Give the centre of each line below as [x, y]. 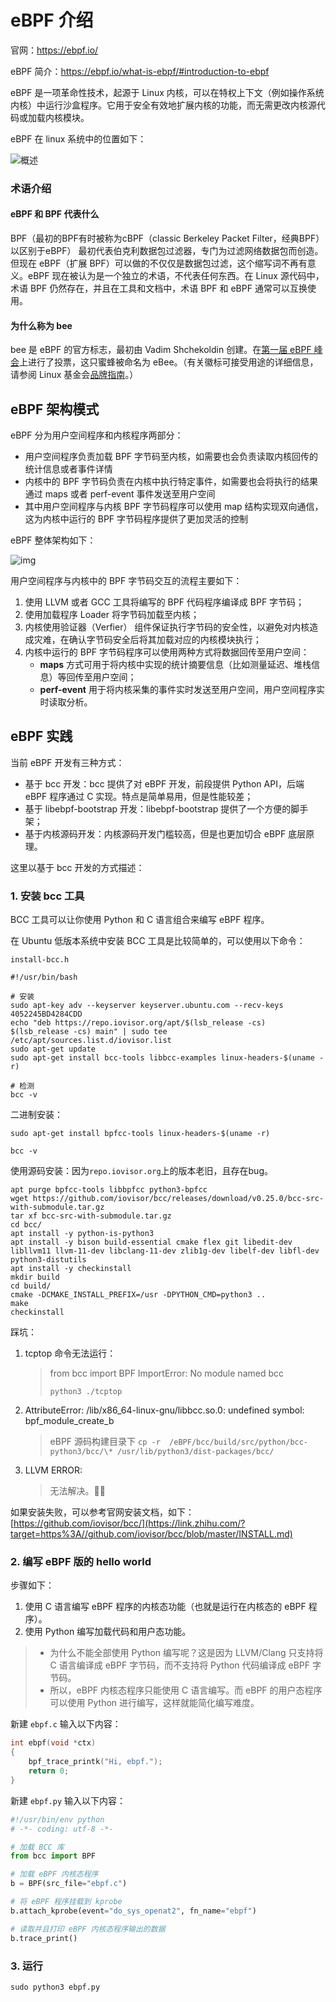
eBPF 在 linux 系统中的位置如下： [78, 138]
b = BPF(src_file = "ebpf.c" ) [69, 1884]
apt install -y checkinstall [71, 1269]
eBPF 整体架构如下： [53, 540]
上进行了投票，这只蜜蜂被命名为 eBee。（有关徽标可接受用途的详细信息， [169, 362]
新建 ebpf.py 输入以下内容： [68, 1800]
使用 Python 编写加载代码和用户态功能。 [108, 1632]
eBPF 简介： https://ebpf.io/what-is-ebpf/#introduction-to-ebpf [140, 71]
